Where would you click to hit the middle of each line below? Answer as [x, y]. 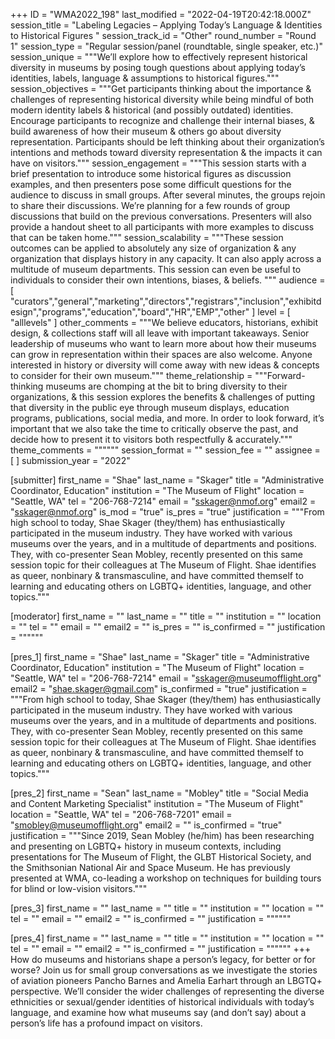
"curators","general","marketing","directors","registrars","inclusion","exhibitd [166, 301]
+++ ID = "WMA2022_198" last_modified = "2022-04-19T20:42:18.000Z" [161, 14]
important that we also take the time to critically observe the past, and [154, 428]
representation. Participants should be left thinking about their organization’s [167, 142]
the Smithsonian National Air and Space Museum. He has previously [150, 867]
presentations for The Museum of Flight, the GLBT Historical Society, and [161, 857]
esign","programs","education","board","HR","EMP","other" [130, 312]
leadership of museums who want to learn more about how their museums [163, 343]
